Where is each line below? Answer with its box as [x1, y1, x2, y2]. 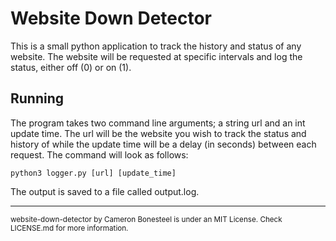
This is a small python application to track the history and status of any [10, 40, 302, 52]
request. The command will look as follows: [10, 148, 189, 161]
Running [10, 90, 65, 107]
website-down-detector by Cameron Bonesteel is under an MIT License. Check [10, 214, 283, 224]
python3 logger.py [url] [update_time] [10, 168, 177, 178]
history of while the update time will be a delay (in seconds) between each [10, 138, 317, 150]
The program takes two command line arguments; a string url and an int [10, 117, 306, 129]
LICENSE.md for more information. [10, 223, 129, 233]
